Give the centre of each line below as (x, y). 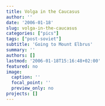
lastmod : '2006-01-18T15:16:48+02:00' (53, 61)
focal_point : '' (31, 83)
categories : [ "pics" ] (33, 34)
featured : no (22, 66)
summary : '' (21, 50)
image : (14, 72)
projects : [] (22, 94)
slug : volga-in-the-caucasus (42, 28)
